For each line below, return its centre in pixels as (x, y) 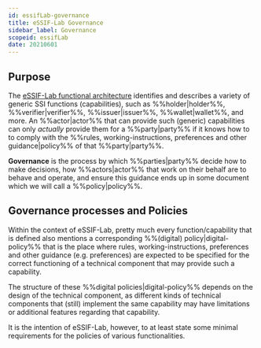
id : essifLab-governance (49, 15)
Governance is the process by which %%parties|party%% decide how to (127, 161)
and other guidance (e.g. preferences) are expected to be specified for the (129, 255)
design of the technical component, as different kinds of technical (115, 295)
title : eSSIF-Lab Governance (56, 23)
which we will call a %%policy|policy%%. (75, 186)
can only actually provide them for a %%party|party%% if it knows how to (129, 129)
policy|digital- (207, 238)
